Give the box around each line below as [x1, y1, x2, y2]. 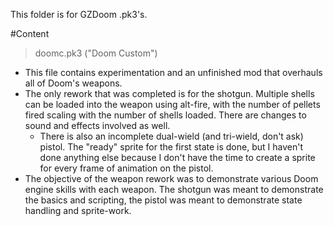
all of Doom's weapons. [24, 77, 123, 89]
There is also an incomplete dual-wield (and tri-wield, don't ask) [39, 130, 304, 142]
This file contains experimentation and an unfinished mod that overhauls [24, 67, 323, 78]
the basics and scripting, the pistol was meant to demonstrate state [24, 194, 303, 206]
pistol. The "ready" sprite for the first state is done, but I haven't [39, 141, 303, 153]
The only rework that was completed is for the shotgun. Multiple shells [24, 88, 315, 99]
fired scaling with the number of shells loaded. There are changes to [24, 109, 307, 121]
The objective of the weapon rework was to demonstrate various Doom [24, 173, 319, 184]
